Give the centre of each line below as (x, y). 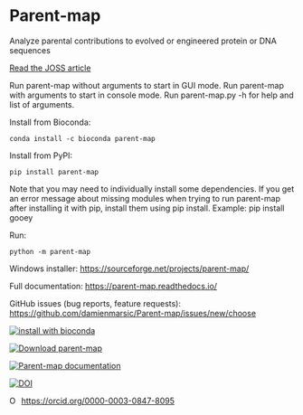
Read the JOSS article (50, 68)
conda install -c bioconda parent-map (82, 138)
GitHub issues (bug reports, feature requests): (95, 303)
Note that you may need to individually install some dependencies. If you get (152, 189)
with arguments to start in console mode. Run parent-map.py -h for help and (151, 95)
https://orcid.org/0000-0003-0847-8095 (98, 401)
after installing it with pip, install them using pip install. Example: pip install (147, 208)
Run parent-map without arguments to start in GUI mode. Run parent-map (147, 85)
